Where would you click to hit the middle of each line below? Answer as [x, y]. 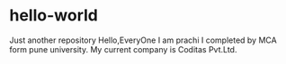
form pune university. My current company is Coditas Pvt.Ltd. [123, 49]
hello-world [54, 16]
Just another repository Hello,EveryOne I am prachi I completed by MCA [143, 40]
